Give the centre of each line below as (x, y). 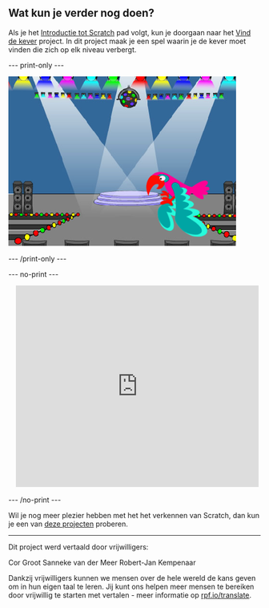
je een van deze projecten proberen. (68, 524)
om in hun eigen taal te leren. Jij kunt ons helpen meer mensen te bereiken (131, 586)
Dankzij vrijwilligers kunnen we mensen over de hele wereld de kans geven (132, 578)
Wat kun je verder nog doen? (81, 13)
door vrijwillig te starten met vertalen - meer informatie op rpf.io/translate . (130, 595)
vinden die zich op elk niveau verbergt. (72, 49)
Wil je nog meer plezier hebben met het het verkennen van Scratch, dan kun (134, 515)
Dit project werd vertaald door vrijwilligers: (78, 547)
